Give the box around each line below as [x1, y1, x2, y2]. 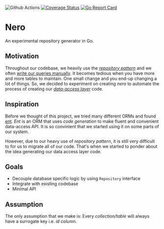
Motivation [5, 52, 39, 61]
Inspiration [5, 100, 39, 109]
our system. [5, 129, 29, 135]
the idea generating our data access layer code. [5, 148, 102, 154]
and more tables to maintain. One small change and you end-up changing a [5, 75, 157, 81]
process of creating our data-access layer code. [5, 86, 104, 92]
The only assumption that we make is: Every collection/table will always [5, 213, 150, 219]
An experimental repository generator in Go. [5, 38, 94, 44]
